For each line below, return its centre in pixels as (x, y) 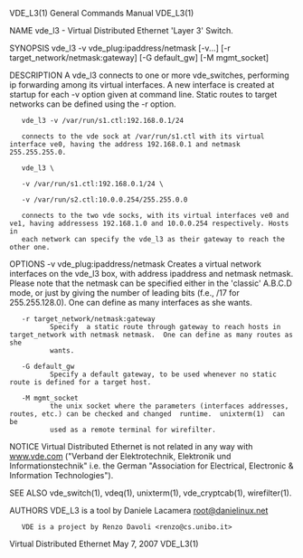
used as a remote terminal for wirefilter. (133, 430)
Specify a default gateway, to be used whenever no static (163, 374)
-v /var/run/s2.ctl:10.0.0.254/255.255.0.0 (104, 200)
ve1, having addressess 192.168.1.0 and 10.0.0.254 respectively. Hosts (149, 223)
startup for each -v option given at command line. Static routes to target (143, 95)
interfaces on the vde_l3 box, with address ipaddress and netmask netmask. (151, 274)
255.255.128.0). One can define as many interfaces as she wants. (131, 303)
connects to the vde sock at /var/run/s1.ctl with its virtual (143, 137)
